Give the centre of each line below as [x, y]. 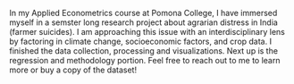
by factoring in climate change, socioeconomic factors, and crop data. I [141, 41]
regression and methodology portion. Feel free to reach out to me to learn [145, 60]
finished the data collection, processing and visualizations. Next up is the [144, 51]
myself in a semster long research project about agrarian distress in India [144, 22]
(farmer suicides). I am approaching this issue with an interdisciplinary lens [147, 32]
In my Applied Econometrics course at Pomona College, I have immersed [143, 13]
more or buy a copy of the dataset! [73, 70]
